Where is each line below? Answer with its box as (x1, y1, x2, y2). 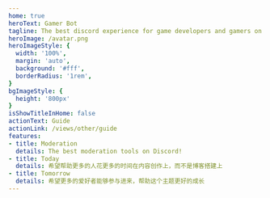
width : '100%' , (15, 49, 67, 57)
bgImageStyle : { (8, 86, 63, 95)
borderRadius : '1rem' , (15, 72, 92, 80)
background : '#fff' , (15, 65, 85, 73)
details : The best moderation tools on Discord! (15, 147, 183, 155)
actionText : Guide (8, 117, 70, 125)
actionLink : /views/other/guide (8, 124, 117, 133)
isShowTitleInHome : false (8, 110, 95, 118)
